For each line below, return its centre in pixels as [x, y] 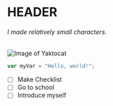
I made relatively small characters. [57, 31]
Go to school [36, 87]
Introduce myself [42, 96]
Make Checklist [39, 79]
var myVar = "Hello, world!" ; [51, 66]
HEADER [32, 12]
